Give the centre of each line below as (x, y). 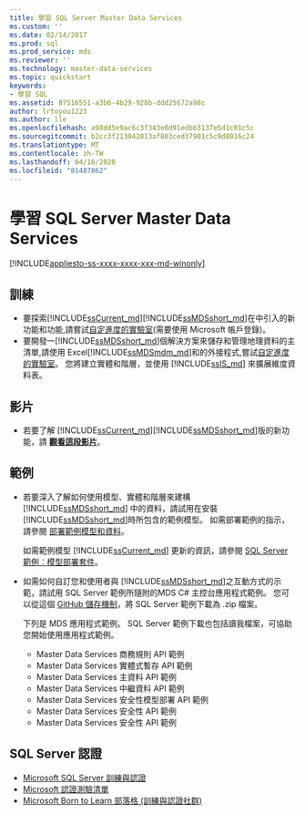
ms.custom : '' (36, 26)
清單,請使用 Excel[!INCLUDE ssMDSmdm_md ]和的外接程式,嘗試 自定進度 (156, 353)
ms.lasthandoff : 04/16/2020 (63, 162)
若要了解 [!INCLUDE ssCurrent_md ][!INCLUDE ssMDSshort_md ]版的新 (152, 430)
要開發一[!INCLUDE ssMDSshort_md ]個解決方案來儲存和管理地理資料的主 (159, 341)
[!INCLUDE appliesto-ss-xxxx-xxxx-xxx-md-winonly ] (107, 263)
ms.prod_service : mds (51, 52)
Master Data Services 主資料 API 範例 (107, 676)
